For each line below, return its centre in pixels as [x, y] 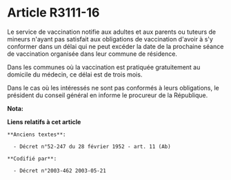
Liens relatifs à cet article [44, 121]
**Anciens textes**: [37, 134]
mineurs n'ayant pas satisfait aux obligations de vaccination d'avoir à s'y [110, 39]
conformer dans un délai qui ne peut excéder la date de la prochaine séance [115, 46]
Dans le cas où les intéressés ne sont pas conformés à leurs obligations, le [113, 88]
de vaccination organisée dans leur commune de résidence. [92, 54]
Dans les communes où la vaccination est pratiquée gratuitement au [104, 67]
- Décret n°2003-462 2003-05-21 [60, 170]
